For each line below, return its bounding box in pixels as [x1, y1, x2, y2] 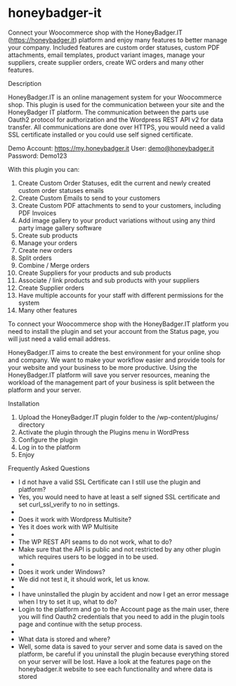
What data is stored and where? [18, 635, 111, 643]
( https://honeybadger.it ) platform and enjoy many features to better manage [8, 35, 228, 44]
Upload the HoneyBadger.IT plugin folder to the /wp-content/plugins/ [18, 413, 218, 421]
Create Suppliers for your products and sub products [18, 268, 171, 277]
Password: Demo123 [8, 151, 67, 160]
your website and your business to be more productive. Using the [8, 363, 197, 371]
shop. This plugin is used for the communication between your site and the [8, 100, 225, 108]
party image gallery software [18, 223, 103, 232]
